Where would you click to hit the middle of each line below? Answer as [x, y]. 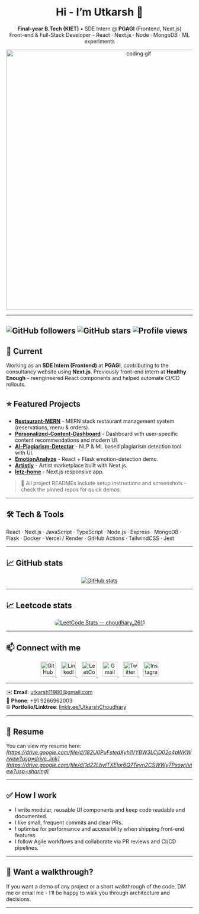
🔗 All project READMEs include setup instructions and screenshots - [103, 483]
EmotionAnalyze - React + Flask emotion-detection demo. [86, 459]
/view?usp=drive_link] [33, 759]
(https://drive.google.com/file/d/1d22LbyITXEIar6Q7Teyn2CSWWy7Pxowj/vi [99, 765]
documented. [31, 816]
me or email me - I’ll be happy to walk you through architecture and [88, 893]
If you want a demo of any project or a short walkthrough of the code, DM [96, 886]
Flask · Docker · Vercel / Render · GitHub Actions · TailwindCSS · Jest [90, 538]
